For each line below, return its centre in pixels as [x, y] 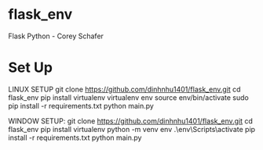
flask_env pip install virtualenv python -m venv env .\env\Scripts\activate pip [132, 129]
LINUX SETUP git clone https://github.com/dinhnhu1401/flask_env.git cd [124, 89]
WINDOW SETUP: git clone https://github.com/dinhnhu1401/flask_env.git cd [131, 121]
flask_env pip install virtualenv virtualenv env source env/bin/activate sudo [128, 97]
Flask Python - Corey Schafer [56, 36]
